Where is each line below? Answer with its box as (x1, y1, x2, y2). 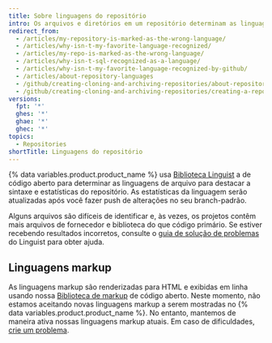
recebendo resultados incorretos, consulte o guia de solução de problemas (8, 229, 260, 238)
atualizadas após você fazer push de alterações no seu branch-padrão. (8, 195, 247, 205)
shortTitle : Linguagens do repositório (8, 148, 143, 156)
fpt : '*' (15, 102, 45, 110)
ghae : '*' (15, 118, 49, 126)
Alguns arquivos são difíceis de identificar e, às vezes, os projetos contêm (8, 212, 257, 221)
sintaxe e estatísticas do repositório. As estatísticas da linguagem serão (8, 187, 248, 197)
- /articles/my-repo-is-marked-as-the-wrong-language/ (15, 49, 205, 58)
